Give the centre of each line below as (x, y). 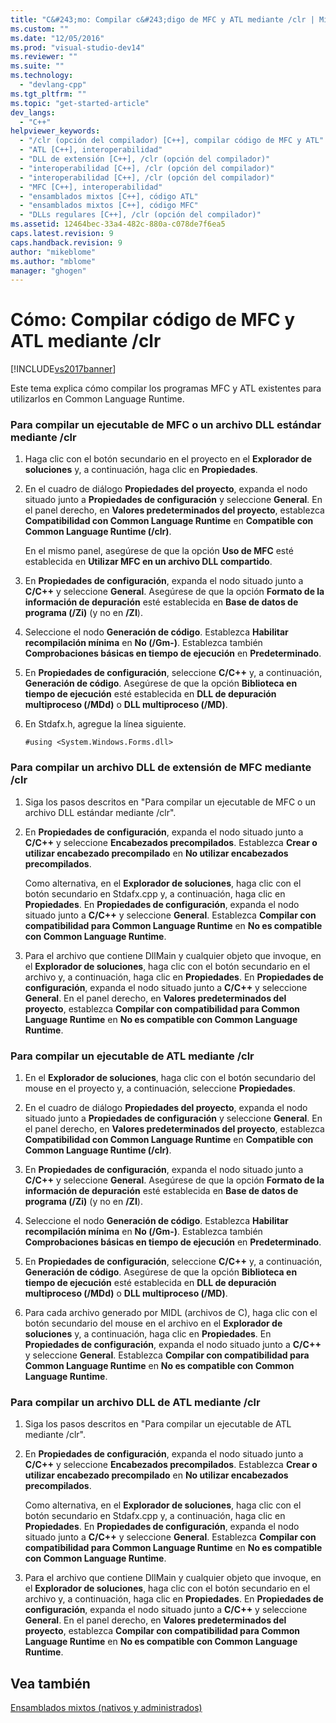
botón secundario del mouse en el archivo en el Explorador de (153, 1323)
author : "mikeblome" (53, 252)
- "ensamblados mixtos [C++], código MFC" (109, 206)
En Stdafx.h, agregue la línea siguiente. (105, 724)
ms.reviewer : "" (44, 57)
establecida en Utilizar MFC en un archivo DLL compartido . (148, 562)
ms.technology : (42, 76)
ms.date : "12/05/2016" (57, 38)
